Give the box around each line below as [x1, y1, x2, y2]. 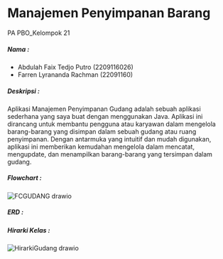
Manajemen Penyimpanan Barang [7, 5, 211, 21]
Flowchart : [7, 174, 43, 182]
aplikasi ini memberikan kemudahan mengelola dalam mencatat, [7, 142, 195, 151]
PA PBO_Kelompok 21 [7, 28, 70, 37]
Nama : [7, 45, 30, 53]
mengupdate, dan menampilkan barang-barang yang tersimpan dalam [7, 149, 213, 158]
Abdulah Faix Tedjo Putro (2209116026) [17, 63, 134, 71]
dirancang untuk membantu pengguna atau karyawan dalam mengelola [7, 120, 217, 128]
